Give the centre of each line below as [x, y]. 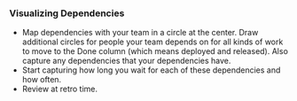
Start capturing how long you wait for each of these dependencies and [151, 70]
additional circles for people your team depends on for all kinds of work [152, 42]
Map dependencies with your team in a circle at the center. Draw [140, 33]
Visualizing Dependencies [67, 13]
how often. [42, 80]
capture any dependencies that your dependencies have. [126, 61]
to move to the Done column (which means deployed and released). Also [155, 51]
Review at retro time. [60, 89]
